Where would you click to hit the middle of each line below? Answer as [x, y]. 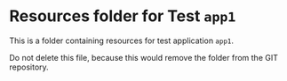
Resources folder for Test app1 [123, 16]
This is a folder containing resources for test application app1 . [121, 40]
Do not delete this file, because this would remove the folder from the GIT [143, 57]
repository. [29, 67]
